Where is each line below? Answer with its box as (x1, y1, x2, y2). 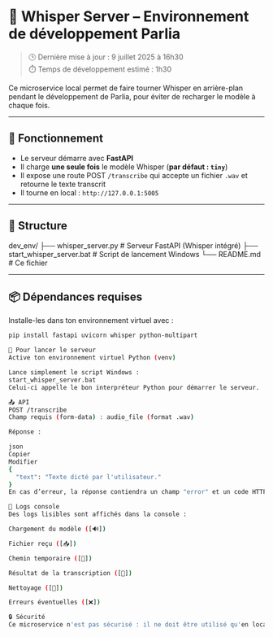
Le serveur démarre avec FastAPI (19, 153, 134, 163)
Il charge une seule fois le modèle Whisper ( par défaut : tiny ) (19, 162, 228, 172)
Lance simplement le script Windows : (8, 369, 140, 377)
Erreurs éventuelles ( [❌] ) (8, 598, 101, 607)
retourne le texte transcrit (19, 179, 106, 189)
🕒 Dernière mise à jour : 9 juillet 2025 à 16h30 (28, 52, 184, 62)
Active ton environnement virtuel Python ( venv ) (8, 354, 176, 362)
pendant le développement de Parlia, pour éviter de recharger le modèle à (8, 91, 256, 101)
